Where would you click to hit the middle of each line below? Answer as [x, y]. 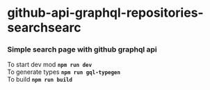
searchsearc [44, 28]
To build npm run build [40, 80]
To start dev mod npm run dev [50, 65]
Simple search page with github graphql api [82, 50]
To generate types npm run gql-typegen [64, 72]
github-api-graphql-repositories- [105, 13]
